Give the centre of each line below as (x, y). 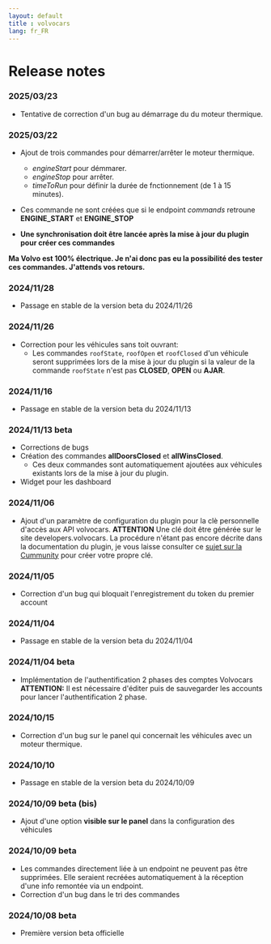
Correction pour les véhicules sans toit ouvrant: (99, 344)
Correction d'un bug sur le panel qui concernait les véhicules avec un (136, 735)
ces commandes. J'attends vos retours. (77, 267)
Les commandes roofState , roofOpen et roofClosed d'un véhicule (140, 352)
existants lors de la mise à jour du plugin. (100, 473)
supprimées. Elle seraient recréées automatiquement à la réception (132, 877)
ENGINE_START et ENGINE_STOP (77, 219)
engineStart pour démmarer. (79, 169)
